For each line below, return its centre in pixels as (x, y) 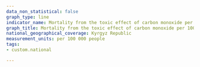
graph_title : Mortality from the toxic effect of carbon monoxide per (96, 28)
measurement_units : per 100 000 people (56, 39)
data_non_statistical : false (42, 11)
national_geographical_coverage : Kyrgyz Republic (69, 33)
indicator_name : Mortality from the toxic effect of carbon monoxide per (100, 22)
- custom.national (29, 50)
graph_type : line (28, 17)
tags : (13, 45)
